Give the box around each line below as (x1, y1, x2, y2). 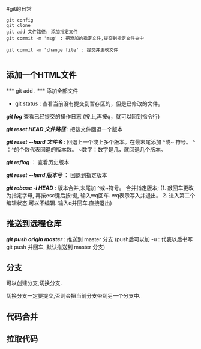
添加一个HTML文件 (6, 70, 77, 80)
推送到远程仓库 (6, 218, 62, 229)
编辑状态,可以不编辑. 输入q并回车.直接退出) (6, 199, 112, 206)
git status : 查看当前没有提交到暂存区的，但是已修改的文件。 (14, 100, 164, 107)
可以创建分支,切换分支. (6, 279, 62, 287)
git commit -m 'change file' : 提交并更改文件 (6, 47, 118, 53)
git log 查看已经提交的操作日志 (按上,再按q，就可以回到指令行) (6, 113, 160, 120)
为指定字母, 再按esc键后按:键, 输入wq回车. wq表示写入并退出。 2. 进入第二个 (6, 191, 196, 199)
